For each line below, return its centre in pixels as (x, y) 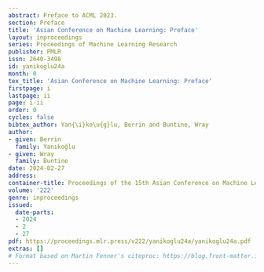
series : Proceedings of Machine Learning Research (93, 45)
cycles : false (31, 118)
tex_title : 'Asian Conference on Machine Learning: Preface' (110, 81)
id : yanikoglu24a (37, 67)
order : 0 (22, 111)
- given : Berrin (35, 139)
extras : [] (26, 248)
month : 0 (22, 74)
